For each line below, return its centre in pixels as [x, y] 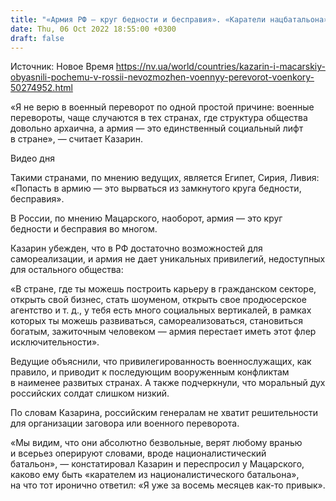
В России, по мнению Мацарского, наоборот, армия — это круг [146, 218]
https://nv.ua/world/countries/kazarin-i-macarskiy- [220, 67]
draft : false [37, 38]
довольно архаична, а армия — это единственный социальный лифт [157, 128]
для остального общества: [67, 270]
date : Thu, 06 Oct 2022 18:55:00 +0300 [93, 29]
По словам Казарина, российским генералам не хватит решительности [164, 413]
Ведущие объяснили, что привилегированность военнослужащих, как [161, 362]
